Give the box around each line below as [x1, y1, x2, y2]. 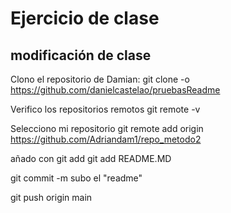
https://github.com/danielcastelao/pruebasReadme [10, 84, 221, 96]
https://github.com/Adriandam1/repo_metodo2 [10, 133, 202, 145]
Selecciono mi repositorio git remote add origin [10, 123, 204, 134]
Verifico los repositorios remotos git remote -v [10, 103, 201, 115]
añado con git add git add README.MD [10, 153, 172, 164]
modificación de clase [10, 47, 152, 64]
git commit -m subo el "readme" [10, 172, 143, 184]
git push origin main [10, 192, 93, 203]
